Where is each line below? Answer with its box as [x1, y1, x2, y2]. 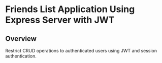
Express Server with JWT [5, 14, 115, 26]
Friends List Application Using [5, 4, 135, 15]
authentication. [5, 53, 37, 59]
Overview [5, 34, 37, 43]
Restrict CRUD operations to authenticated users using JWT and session [5, 48, 157, 53]
